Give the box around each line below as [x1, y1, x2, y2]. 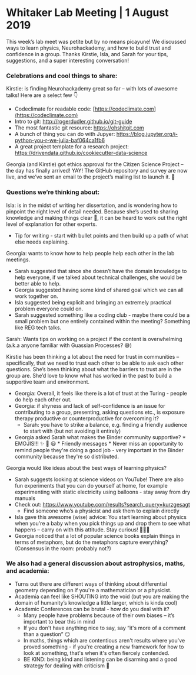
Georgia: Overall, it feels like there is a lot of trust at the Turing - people [14, 390, 187, 397]
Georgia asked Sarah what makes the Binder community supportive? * [14, 433, 186, 440]
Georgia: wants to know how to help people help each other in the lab [6, 249, 175, 257]
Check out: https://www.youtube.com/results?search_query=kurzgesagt [14, 501, 190, 508]
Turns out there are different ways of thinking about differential [14, 580, 168, 588]
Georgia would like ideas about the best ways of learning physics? [6, 464, 167, 471]
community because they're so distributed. [14, 453, 119, 460]
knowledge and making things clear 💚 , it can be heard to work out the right [6, 214, 188, 221]
